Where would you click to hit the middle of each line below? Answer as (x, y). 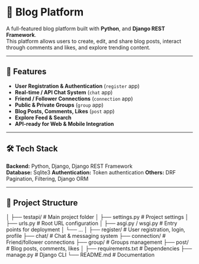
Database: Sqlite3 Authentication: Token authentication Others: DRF (91, 172)
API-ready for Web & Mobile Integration (64, 123)
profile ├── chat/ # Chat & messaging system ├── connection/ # (86, 236)
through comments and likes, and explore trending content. (78, 47)
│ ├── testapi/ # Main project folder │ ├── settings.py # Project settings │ (97, 217)
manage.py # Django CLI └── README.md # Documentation (81, 255)
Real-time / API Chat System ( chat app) (64, 92)
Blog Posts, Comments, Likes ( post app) (65, 111)
